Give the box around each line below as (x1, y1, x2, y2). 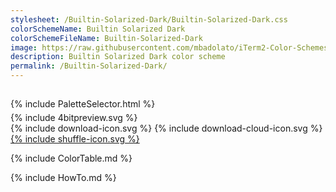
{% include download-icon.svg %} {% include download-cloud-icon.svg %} (10, 122, 323, 135)
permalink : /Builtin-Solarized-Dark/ (10, 61, 168, 71)
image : (10, 42, 38, 53)
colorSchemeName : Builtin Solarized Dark (10, 24, 186, 34)
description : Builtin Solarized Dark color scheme (10, 52, 226, 62)
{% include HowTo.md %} (10, 172, 117, 184)
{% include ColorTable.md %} (10, 152, 133, 165)
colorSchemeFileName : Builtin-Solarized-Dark (10, 33, 203, 43)
